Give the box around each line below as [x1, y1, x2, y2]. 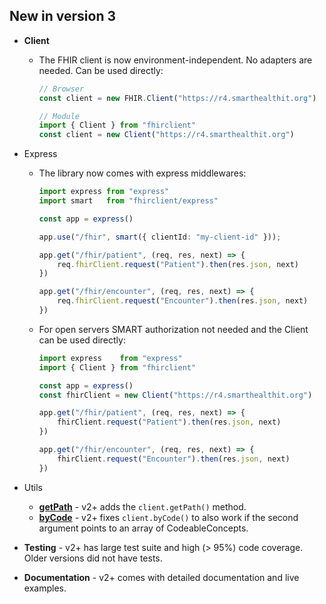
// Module [38, 111, 81, 121]
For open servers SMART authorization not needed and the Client [38, 323, 309, 335]
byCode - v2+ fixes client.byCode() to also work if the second [38, 511, 299, 523]
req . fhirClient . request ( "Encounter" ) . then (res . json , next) [57, 296, 309, 306]
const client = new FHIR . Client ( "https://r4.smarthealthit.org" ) [38, 93, 317, 103]
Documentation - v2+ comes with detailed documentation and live [23, 571, 300, 583]
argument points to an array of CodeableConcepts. [38, 522, 249, 534]
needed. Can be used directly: [38, 64, 164, 76]
